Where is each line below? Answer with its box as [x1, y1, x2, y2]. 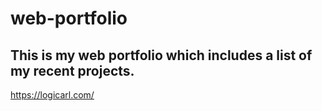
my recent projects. [10, 62, 135, 79]
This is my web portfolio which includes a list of [10, 47, 313, 64]
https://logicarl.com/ [10, 89, 95, 101]
